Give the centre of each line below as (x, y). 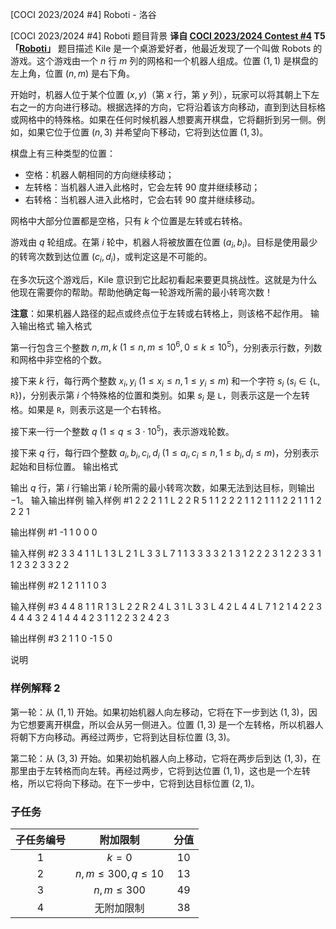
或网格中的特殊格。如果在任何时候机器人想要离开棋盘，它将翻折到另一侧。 (163, 119)
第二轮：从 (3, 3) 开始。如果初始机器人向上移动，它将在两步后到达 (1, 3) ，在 (166, 758)
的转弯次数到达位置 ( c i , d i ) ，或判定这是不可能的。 (111, 257)
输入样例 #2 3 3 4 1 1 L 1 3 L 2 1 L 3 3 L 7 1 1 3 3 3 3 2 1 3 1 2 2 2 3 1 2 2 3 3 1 (166, 554)
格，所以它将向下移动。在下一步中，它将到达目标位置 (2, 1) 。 (135, 783)
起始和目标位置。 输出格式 (64, 467)
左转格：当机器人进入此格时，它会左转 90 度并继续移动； (142, 187)
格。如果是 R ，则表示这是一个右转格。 (88, 409)
